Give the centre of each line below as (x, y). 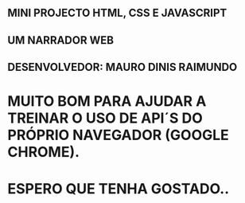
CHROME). (44, 152)
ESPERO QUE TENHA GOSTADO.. (119, 188)
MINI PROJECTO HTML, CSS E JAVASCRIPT (117, 13)
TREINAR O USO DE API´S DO (105, 118)
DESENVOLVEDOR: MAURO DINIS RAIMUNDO (122, 67)
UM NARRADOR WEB (61, 40)
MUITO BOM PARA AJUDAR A (107, 101)
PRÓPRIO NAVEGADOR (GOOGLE (119, 135)
